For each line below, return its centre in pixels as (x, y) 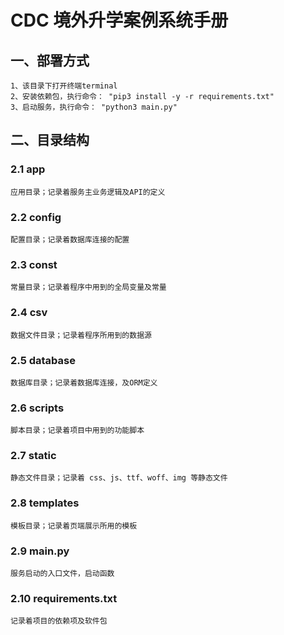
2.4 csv (29, 313)
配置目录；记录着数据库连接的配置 (70, 239)
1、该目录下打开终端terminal (64, 86)
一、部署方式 (50, 60)
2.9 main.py (40, 551)
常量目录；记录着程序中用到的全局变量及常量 (88, 287)
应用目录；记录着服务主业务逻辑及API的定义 (88, 192)
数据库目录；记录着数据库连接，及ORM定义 (84, 382)
